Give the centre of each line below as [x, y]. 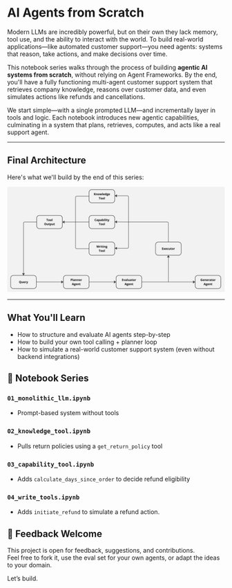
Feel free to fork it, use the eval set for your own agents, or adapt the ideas [114, 558]
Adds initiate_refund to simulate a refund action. [88, 512]
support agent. [28, 132]
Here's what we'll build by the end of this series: [76, 177]
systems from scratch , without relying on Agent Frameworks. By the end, [112, 75]
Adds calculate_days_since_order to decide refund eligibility [104, 479]
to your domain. [30, 565]
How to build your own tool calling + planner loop [87, 342]
